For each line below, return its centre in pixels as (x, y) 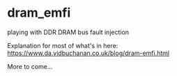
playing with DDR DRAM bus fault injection (68, 32)
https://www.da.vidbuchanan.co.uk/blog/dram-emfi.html (88, 53)
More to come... (30, 66)
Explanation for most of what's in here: (63, 45)
